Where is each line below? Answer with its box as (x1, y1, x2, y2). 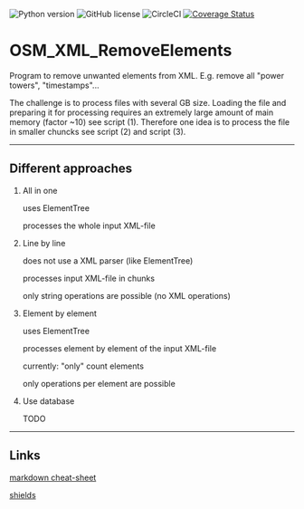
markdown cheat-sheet (9, 472, 97, 483)
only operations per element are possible (22, 378, 176, 389)
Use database (22, 395, 75, 407)
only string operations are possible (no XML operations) (22, 290, 231, 301)
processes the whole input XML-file (22, 220, 156, 231)
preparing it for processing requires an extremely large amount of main (9, 107, 274, 118)
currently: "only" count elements (22, 360, 145, 371)
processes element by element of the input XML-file (22, 342, 217, 353)
